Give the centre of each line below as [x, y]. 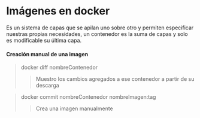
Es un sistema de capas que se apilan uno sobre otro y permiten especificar [100, 28]
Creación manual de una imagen [47, 54]
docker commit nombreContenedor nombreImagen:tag [88, 97]
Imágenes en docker [58, 11]
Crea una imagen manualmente [75, 108]
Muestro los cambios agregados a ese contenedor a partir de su [115, 79]
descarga [48, 86]
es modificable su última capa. [44, 40]
